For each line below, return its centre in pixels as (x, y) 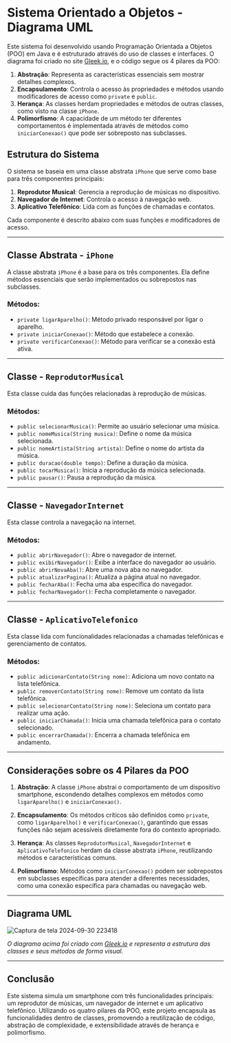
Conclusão (31, 979)
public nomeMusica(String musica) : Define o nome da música (104, 433)
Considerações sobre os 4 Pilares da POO (98, 771)
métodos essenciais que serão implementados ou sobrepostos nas (102, 279)
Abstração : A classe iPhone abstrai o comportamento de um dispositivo (119, 787)
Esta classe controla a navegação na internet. (71, 522)
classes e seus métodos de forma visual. (65, 951)
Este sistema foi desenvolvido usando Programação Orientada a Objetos (110, 46)
